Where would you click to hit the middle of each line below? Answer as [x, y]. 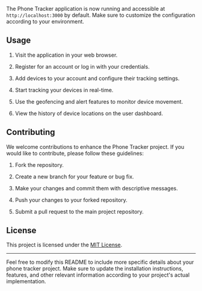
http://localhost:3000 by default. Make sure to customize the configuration [101, 15]
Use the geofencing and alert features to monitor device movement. [99, 101]
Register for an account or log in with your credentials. [82, 66]
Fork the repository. [39, 164]
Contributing [31, 132]
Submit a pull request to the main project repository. [79, 211]
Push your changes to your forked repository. [71, 200]
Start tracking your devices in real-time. [64, 90]
